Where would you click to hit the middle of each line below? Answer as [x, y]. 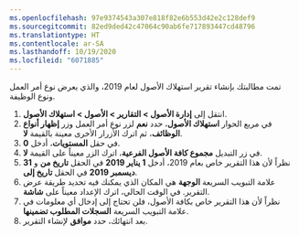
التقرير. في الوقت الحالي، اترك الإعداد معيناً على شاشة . [116, 192]
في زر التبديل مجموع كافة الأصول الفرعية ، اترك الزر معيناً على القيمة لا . [143, 153]
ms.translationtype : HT [55, 35]
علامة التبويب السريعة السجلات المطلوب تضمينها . [106, 211]
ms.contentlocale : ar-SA [57, 43]
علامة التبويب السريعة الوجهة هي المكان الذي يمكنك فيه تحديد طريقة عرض [149, 182]
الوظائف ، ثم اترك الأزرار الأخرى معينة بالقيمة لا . [102, 133]
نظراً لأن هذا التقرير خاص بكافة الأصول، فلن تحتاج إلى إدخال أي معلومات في [151, 201]
